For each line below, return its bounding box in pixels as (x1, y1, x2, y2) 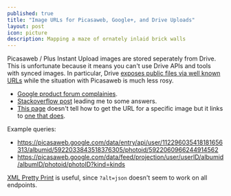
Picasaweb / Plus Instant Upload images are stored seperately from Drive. (7, 54, 217, 63)
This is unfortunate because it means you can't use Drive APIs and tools (7, 62, 211, 70)
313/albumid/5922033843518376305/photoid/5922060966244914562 (16, 146, 219, 154)
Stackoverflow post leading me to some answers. (16, 97, 157, 105)
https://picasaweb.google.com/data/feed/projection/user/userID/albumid (16, 153, 224, 162)
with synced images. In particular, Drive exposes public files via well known (7, 69, 221, 78)
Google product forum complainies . (16, 90, 118, 98)
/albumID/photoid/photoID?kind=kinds (16, 160, 126, 168)
